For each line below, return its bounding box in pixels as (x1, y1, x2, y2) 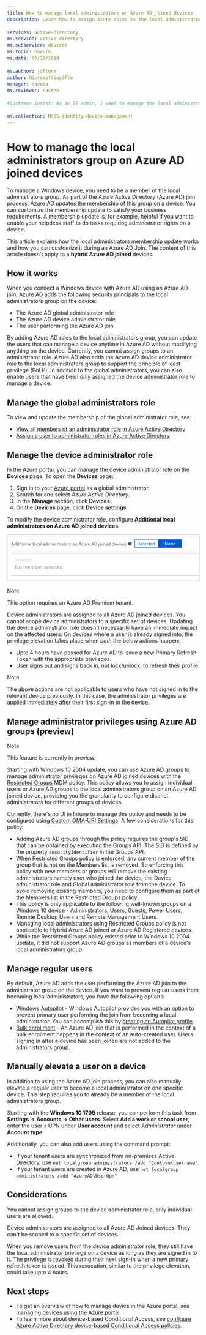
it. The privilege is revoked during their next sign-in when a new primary (7, 1255, 189, 1263)
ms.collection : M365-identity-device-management (7, 113, 133, 119)
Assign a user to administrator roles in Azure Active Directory (15, 432, 170, 439)
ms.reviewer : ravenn (7, 88, 60, 94)
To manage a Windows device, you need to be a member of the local (7, 187, 180, 194)
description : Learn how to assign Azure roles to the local (7, 16, 164, 23)
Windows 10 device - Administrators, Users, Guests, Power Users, (15, 907, 183, 914)
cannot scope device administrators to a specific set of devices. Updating (7, 618, 193, 625)
